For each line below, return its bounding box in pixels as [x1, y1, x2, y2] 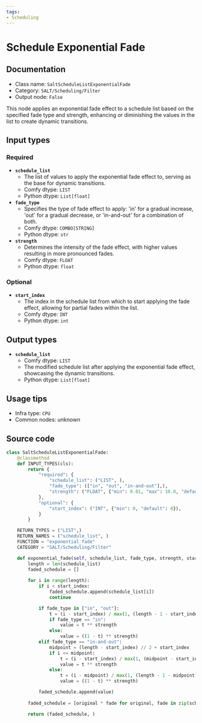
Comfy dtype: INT [23, 311, 68, 318]
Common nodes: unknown [14, 416, 81, 424]
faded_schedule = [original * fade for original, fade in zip [28, 700, 187, 706]
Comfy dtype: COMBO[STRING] [23, 224, 95, 232]
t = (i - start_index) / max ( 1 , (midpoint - [60, 656, 173, 662]
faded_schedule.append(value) [38, 689, 114, 695]
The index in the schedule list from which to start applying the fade [23, 298, 190, 305]
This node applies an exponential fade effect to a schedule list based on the [6, 105, 194, 112]
